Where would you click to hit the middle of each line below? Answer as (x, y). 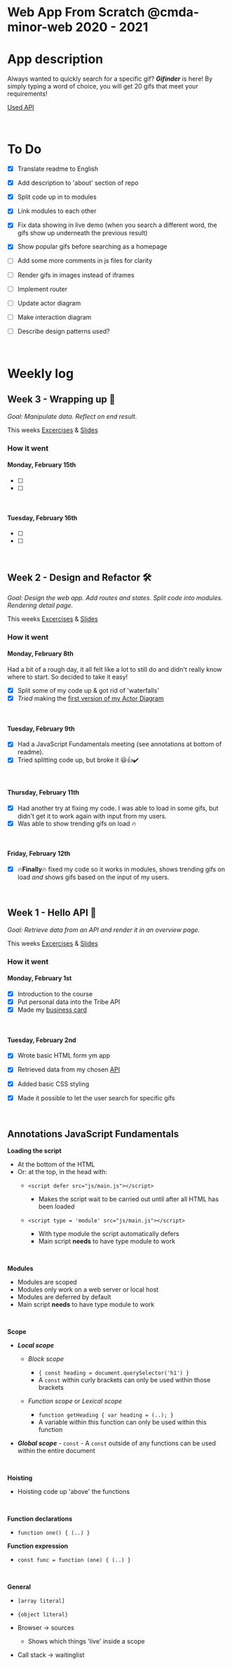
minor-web (40, 27)
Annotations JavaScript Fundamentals (93, 1134)
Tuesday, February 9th (41, 729)
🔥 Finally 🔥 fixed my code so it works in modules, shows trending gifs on (121, 869)
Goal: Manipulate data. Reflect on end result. (72, 416)
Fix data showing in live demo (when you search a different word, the (117, 225)
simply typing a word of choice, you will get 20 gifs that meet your (103, 86)
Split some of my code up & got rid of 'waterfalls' (88, 691)
